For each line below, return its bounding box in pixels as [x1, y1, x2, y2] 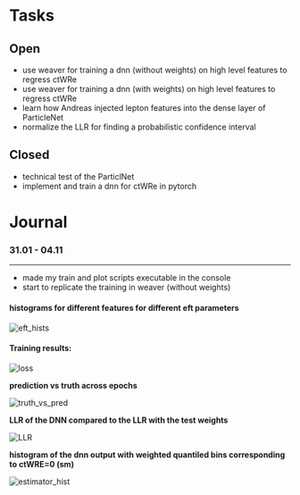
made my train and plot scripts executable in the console [21, 273, 231, 283]
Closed [9, 147, 50, 163]
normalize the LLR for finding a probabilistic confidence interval [21, 122, 256, 132]
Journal [9, 212, 68, 232]
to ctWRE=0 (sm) [9, 458, 74, 469]
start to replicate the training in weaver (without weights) [21, 282, 231, 293]
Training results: [9, 343, 72, 354]
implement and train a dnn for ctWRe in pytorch [21, 180, 197, 191]
